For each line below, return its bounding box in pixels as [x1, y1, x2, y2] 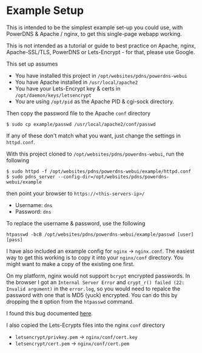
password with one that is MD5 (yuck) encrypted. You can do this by [6, 291, 178, 298]
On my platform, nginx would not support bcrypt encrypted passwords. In [6, 272, 190, 279]
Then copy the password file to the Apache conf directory [6, 109, 150, 117]
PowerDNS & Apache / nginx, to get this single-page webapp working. [6, 30, 182, 37]
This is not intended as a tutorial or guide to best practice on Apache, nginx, [6, 42, 196, 49]
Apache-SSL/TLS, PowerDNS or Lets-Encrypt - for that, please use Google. [6, 48, 195, 55]
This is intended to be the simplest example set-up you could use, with [6, 24, 183, 31]
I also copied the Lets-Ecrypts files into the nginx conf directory [6, 321, 166, 329]
